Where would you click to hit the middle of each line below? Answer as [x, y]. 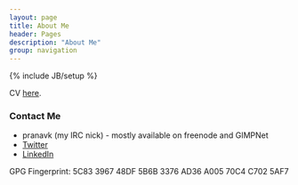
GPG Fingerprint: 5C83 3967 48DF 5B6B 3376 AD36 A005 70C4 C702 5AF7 [149, 172]
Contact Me [35, 117]
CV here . [25, 93]
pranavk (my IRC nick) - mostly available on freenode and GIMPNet [145, 135]
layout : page [33, 17]
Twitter [35, 145]
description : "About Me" [55, 42]
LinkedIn [38, 154]
